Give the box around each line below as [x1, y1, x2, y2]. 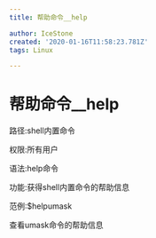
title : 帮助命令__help [9, 12, 88, 22]
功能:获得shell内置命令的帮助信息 [9, 182, 130, 193]
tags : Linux [9, 45, 53, 54]
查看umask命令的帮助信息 [9, 219, 104, 231]
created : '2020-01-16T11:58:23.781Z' [9, 37, 149, 46]
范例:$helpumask [9, 201, 73, 211]
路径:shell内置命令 [9, 125, 75, 136]
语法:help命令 [9, 163, 59, 174]
